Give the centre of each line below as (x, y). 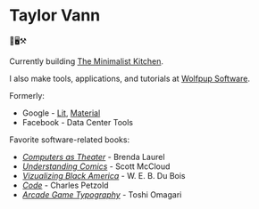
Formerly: (27, 95)
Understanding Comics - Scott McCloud (96, 166)
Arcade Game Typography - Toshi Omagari (102, 194)
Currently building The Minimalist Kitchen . (86, 61)
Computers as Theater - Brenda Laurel (93, 157)
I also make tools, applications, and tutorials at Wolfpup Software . (129, 78)
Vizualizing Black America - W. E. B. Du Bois (104, 175)
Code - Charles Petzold (65, 185)
